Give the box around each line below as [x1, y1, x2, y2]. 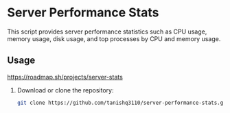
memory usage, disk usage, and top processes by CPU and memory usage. [7, 34, 221, 42]
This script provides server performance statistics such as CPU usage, [7, 27, 207, 36]
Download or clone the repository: [16, 86, 114, 94]
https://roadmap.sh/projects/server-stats [7, 73, 124, 81]
